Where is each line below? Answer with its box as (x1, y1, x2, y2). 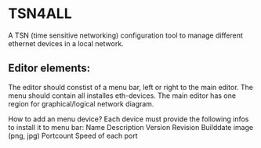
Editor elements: (8, 62, 91, 75)
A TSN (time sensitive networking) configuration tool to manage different (8, 31, 243, 40)
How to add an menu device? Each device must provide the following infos (8, 114, 249, 124)
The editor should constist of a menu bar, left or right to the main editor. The (8, 82, 253, 92)
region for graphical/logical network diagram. (8, 99, 154, 108)
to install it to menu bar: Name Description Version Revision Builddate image (8, 122, 253, 132)
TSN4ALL (8, 5, 72, 23)
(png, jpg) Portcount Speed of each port (8, 131, 139, 140)
